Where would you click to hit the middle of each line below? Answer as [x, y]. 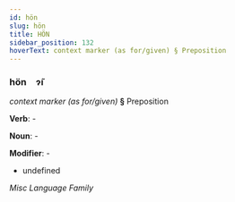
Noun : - [24, 136]
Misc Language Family [52, 188]
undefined [41, 171]
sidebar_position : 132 [52, 42]
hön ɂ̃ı [26, 82]
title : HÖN [30, 34]
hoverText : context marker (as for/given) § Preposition [118, 51]
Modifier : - [30, 154]
